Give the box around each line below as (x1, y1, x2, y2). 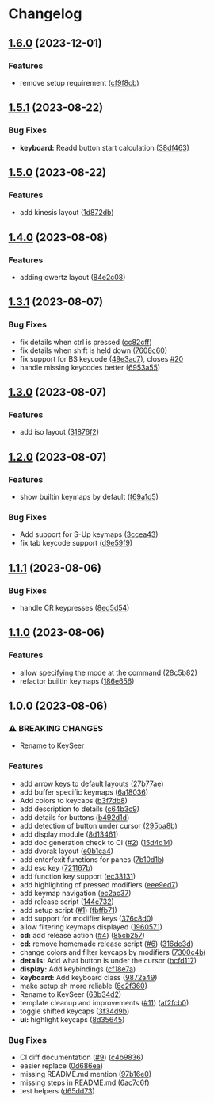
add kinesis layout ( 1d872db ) (19, 208, 114, 217)
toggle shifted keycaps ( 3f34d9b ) (19, 1006, 130, 1016)
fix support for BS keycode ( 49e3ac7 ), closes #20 (19, 354, 184, 363)
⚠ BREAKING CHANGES (8, 722, 104, 733)
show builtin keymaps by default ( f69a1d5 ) (19, 492, 159, 501)
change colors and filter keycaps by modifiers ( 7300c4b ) (19, 947, 206, 956)
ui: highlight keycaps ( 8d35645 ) (19, 1014, 125, 1024)
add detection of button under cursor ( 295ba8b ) (19, 821, 178, 830)
